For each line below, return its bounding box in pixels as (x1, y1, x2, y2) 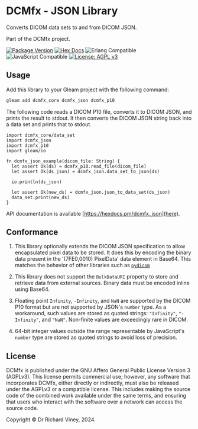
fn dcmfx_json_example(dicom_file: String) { (6, 158, 120, 164)
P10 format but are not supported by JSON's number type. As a (14, 303, 167, 310)
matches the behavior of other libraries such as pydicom (14, 262, 150, 269)
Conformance (6, 227, 59, 238)
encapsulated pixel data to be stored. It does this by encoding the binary (14, 249, 191, 256)
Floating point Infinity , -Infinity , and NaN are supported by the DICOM (14, 297, 191, 305)
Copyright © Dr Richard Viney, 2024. (6, 416, 96, 423)
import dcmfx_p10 (6, 142, 49, 149)
